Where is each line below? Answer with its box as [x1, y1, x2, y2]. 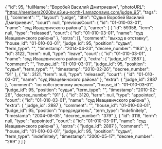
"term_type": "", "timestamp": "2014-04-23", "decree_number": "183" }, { [5, 46, 152, 51]
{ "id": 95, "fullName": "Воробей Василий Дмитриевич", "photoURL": [5, 4, 145, 10]
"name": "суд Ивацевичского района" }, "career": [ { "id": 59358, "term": [5, 25, 153, 31]
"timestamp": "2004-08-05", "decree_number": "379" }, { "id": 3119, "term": [5, 113, 157, 118]
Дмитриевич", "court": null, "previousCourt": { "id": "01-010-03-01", [5, 19, 142, 25]
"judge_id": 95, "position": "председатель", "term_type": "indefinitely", [5, 108, 147, 113]
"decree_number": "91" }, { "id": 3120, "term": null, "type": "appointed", [14, 92, 157, 98]
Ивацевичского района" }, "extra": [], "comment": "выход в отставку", [5, 35, 149, 41]
